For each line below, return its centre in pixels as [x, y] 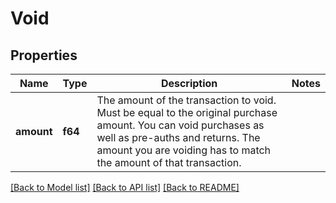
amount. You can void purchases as [180, 125]
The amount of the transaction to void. [186, 100]
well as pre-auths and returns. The [178, 137]
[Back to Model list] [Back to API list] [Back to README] [125, 187]
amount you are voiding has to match [184, 150]
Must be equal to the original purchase [187, 112]
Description [189, 83]
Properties [44, 55]
